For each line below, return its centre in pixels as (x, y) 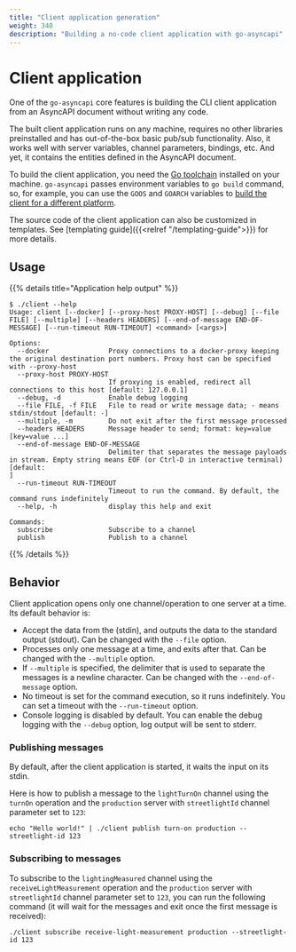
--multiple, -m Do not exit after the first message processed (152, 421)
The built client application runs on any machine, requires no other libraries (146, 129)
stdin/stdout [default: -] (59, 414)
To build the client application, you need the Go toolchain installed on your (145, 175)
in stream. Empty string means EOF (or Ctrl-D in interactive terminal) (146, 460)
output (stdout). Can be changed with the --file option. (125, 639)
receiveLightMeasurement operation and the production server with (131, 887)
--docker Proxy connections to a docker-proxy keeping (148, 352)
